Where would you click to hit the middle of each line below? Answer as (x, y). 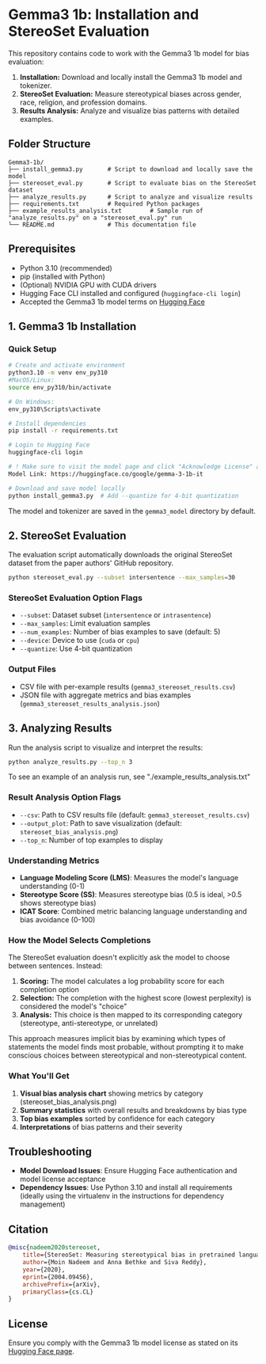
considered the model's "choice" (73, 1006)
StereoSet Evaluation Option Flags (75, 598)
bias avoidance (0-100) (57, 920)
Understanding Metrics (54, 861)
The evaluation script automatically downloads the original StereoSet (120, 555)
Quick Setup (32, 348)
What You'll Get (39, 1076)
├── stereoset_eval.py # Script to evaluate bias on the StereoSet (133, 183)
